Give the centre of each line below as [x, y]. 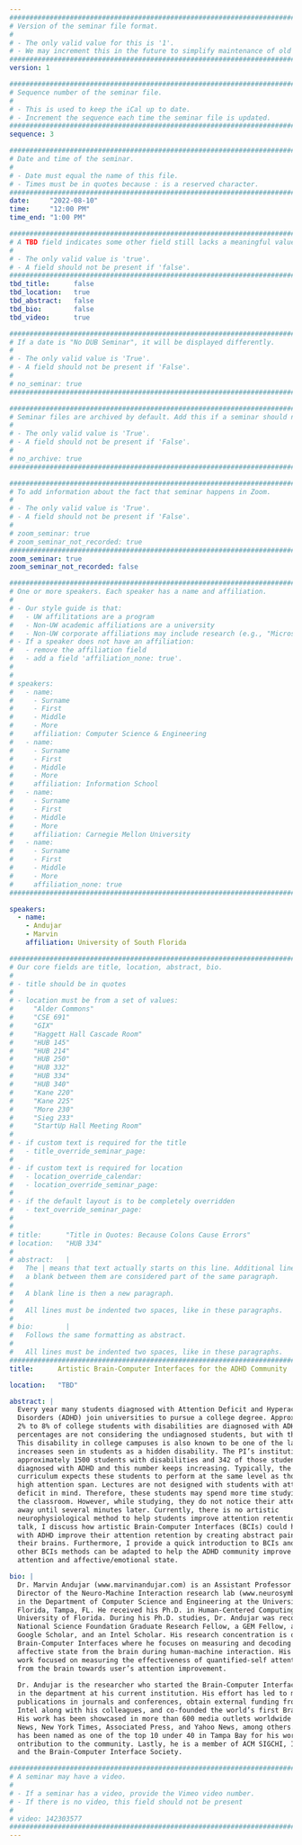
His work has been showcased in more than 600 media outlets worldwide [155, 1719]
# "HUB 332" [40, 1067]
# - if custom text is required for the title [98, 1143]
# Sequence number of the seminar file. [86, 92]
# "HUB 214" [40, 1051]
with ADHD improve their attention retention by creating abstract [147, 1535]
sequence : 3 [31, 135]
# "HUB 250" [40, 1059]
